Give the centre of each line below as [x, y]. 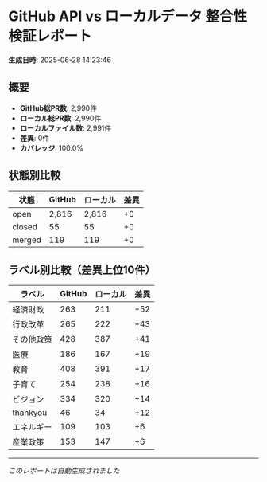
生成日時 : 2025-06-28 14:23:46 [60, 60]
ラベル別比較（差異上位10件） [82, 270]
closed [25, 226]
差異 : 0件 [35, 138]
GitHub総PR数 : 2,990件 [58, 108]
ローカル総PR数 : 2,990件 [60, 118]
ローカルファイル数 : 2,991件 [66, 127]
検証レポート [50, 36]
